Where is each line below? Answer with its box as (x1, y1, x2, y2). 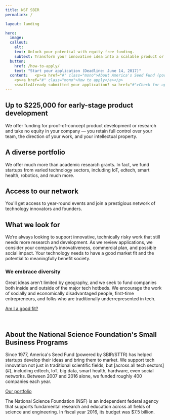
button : (10, 59, 26, 64)
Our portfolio (5, 389, 32, 395)
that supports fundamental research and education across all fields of (5, 404, 151, 410)
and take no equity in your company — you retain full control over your (5, 128, 153, 134)
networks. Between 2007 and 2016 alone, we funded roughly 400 (5, 373, 143, 379)
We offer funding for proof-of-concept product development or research (5, 122, 157, 128)
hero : (5, 30, 17, 36)
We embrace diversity (5, 268, 61, 275)
